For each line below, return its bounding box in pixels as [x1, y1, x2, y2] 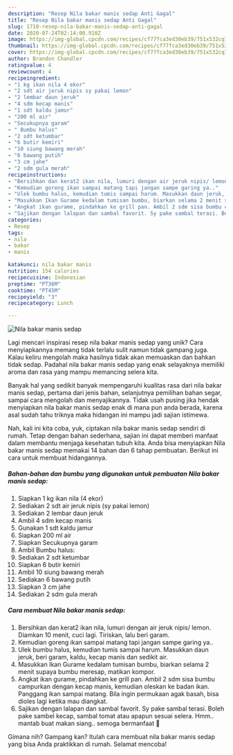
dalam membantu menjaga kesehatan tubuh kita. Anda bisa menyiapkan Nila [8, 439, 225, 447]
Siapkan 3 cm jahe [17, 583, 71, 591]
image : [8, 36, 27, 43]
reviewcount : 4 [8, 68, 52, 75]
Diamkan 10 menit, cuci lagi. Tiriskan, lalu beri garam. [17, 631, 170, 639]
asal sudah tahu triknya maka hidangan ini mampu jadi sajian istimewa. [8, 410, 209, 419]
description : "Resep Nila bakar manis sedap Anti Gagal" [8, 10, 176, 17]
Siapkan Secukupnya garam [17, 539, 98, 547]
